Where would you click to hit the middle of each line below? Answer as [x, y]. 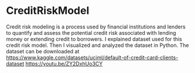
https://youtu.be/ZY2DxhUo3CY [64, 63]
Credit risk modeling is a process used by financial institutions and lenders [96, 27]
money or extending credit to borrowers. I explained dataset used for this [94, 39]
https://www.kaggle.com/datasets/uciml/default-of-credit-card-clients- [92, 57]
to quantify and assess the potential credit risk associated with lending [91, 32]
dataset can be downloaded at [43, 51]
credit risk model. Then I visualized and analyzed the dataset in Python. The [97, 45]
